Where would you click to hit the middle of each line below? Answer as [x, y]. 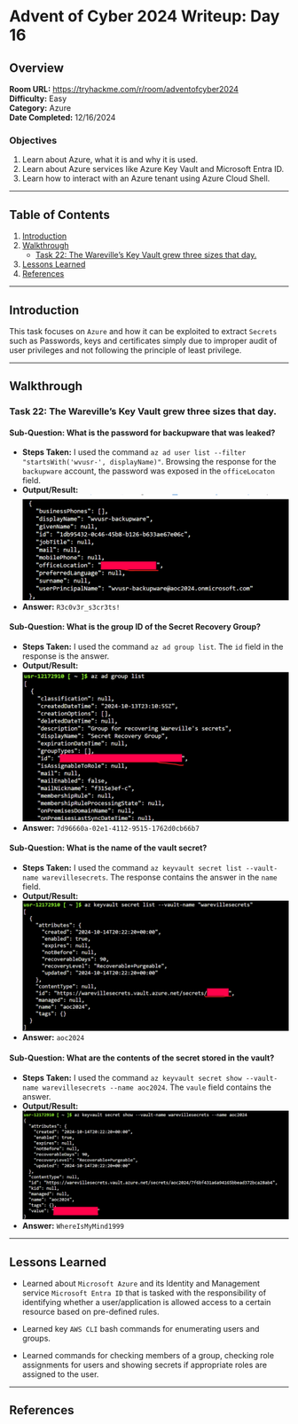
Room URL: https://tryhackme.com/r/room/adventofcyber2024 [124, 89]
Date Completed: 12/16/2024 [63, 117]
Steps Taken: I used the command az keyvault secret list [132, 868]
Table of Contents [60, 215]
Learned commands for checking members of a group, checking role [148, 1355]
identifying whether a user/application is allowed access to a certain [146, 1302]
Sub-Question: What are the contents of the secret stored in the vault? [142, 1058]
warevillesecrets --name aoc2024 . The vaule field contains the [157, 1087]
